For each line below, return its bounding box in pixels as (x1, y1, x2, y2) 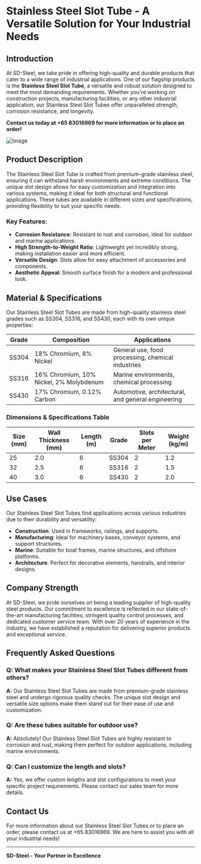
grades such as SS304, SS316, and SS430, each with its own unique (6, 315, 175, 322)
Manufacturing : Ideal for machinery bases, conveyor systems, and (14, 534, 181, 541)
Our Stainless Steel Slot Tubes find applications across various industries (6, 509, 187, 516)
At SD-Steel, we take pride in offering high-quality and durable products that (6, 70, 194, 76)
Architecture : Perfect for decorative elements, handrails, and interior (14, 559, 185, 567)
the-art (6, 611, 24, 618)
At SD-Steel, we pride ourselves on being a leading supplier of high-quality (6, 599, 191, 606)
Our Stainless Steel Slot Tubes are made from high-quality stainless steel (6, 309, 186, 316)
